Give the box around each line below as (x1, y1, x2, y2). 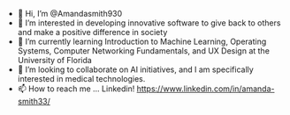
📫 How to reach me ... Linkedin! (17, 83, 135, 94)
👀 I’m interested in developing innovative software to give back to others (17, 18, 281, 28)
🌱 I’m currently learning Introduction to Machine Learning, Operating (17, 36, 267, 47)
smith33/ (17, 97, 51, 106)
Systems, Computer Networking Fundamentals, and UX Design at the (17, 46, 270, 56)
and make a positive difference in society (17, 27, 168, 37)
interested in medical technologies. (17, 74, 146, 83)
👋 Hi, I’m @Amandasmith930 (17, 9, 123, 18)
